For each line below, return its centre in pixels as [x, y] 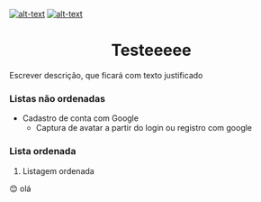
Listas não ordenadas [58, 98]
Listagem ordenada [58, 170]
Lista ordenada [43, 151]
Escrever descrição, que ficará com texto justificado [106, 75]
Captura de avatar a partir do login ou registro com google [144, 128]
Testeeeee [151, 50]
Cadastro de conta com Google [81, 118]
